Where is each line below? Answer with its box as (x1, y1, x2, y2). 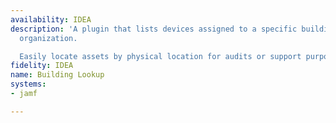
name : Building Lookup (10, 70, 105, 80)
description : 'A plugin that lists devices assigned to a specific (10, 24, 298, 34)
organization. (19, 33, 78, 43)
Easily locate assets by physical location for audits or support (19, 51, 302, 61)
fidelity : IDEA (10, 61, 74, 71)
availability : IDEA (10, 14, 92, 25)
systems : (10, 79, 47, 90)
